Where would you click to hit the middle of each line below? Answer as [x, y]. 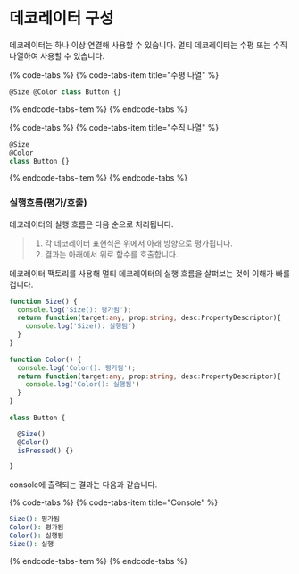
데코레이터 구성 [62, 18]
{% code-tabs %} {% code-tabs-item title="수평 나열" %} [114, 75]
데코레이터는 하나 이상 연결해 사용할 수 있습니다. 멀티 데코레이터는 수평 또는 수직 [149, 45]
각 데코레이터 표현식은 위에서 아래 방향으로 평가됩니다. [139, 243]
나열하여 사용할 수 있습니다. [57, 55]
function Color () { [46, 359]
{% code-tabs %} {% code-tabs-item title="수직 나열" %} [114, 127]
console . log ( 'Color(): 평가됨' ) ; [77, 367]
